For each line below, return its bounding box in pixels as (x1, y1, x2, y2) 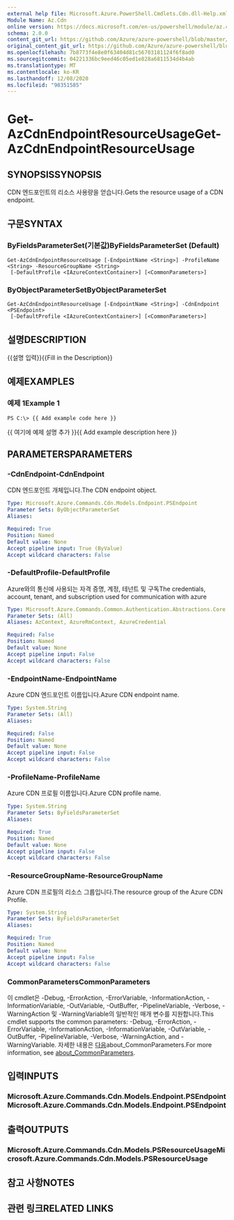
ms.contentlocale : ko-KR (7, 68, 79, 75)
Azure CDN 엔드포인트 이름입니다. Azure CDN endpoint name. (7, 690, 180, 699)
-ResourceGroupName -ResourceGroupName (7, 871, 164, 881)
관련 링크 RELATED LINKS (7, 1203, 114, 1214)
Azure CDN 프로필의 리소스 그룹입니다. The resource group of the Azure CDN (7, 888, 223, 896)
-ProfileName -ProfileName (7, 772, 100, 782)
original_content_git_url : (7, 43, 86, 49)
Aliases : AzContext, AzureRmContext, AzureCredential (7, 619, 167, 626)
